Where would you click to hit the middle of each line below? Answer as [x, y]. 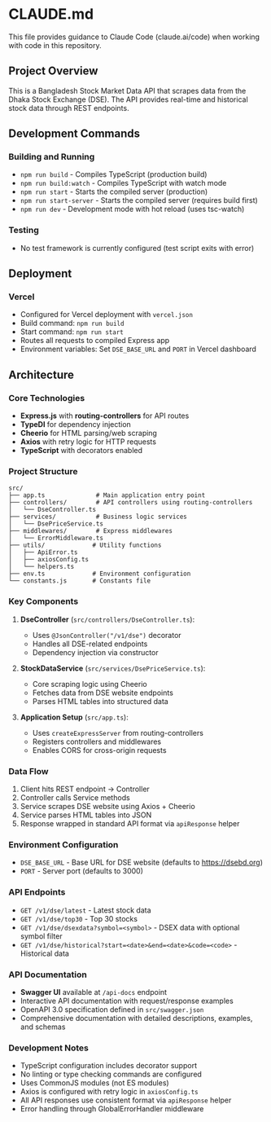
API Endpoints [37, 892]
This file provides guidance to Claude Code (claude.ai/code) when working [134, 37]
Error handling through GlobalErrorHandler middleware [112, 1109]
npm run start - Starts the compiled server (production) [114, 191]
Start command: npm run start [72, 332]
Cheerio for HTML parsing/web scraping [88, 433]
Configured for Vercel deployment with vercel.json [107, 315]
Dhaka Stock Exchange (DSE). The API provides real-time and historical [128, 99]
